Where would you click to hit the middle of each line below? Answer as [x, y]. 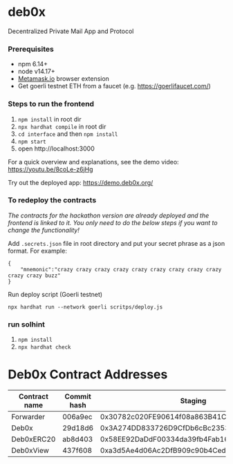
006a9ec [77, 417]
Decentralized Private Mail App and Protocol [71, 31]
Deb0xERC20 [34, 439]
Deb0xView [30, 451]
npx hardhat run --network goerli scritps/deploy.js [85, 307]
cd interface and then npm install [68, 134]
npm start [32, 142]
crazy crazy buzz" [34, 275]
